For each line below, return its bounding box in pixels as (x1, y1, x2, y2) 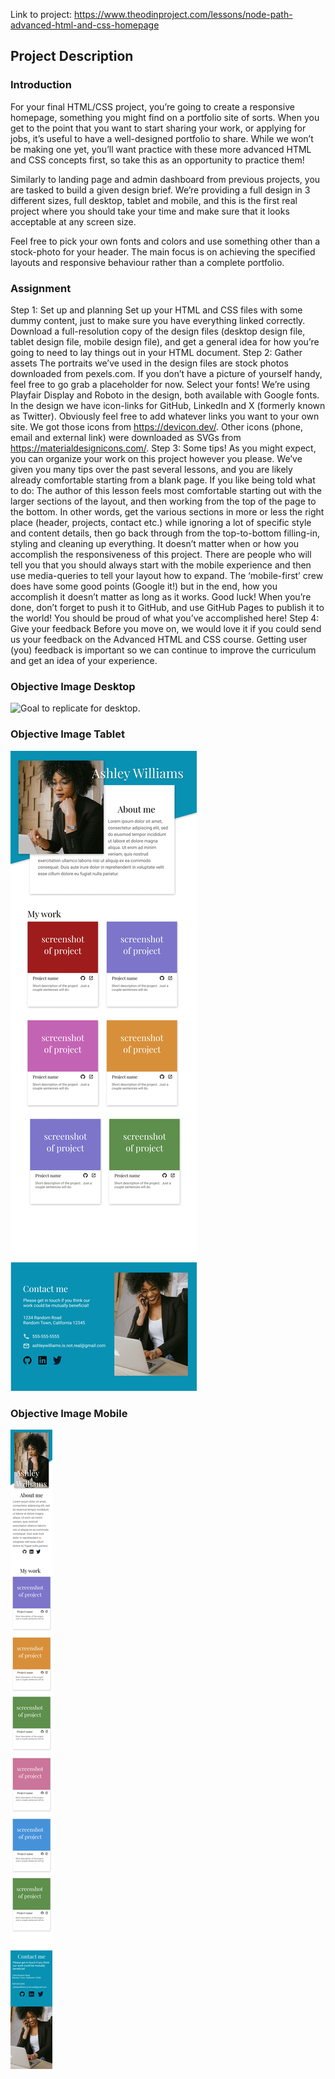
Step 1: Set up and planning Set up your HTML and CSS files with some (10, 304, 303, 316)
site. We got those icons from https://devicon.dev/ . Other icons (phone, (10, 420, 304, 433)
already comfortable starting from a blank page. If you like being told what (10, 474, 316, 486)
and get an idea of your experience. (10, 654, 158, 666)
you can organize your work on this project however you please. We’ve (10, 452, 303, 464)
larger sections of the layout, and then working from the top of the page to (10, 495, 317, 507)
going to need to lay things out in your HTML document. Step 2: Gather (10, 346, 303, 358)
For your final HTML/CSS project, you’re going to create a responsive (10, 100, 295, 113)
